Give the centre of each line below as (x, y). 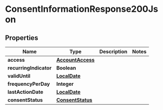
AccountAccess (76, 60)
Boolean (66, 68)
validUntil (19, 76)
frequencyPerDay (29, 84)
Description (113, 52)
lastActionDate (25, 92)
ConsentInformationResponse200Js (82, 9)
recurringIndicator (30, 68)
